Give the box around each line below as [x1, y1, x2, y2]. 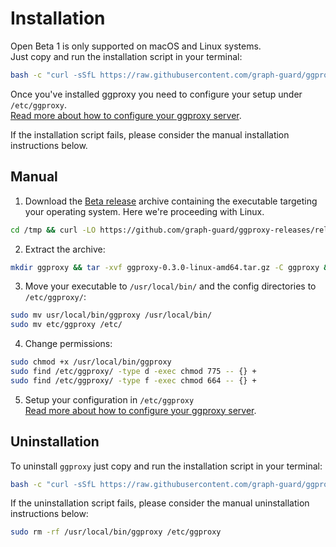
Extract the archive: [24, 243, 106, 255]
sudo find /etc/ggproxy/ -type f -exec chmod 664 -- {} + [10, 375, 257, 386]
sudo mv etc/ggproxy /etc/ [10, 320, 123, 330]
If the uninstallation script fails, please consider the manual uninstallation [10, 497, 310, 509]
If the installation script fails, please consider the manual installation [10, 128, 290, 141]
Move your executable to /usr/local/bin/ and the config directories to [24, 280, 317, 292]
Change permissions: [24, 338, 113, 350]
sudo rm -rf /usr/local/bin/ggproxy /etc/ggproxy [10, 527, 222, 537]
